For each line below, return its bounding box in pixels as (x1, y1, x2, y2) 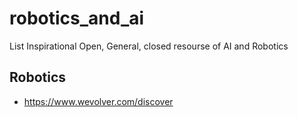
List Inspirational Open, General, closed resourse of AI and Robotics (9, 40, 289, 52)
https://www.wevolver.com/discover (23, 95, 174, 107)
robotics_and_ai (9, 7, 145, 30)
